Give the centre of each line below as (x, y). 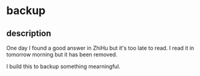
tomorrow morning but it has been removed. (62, 55)
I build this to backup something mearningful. (63, 66)
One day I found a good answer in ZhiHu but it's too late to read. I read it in (100, 48)
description (29, 33)
